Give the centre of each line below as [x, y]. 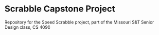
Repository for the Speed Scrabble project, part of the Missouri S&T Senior [79, 22]
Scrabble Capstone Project [60, 9]
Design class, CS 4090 [27, 27]
